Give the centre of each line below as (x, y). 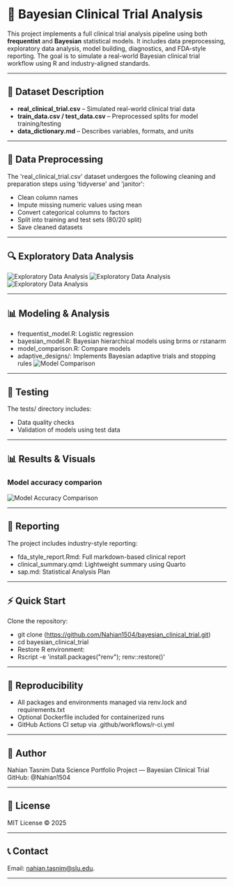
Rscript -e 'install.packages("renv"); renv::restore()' (91, 657)
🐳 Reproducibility (45, 685)
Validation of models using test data (69, 430)
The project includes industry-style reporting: (72, 543)
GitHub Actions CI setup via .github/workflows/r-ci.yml (96, 725)
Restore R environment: (51, 650)
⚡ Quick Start (37, 601)
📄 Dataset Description (56, 92)
